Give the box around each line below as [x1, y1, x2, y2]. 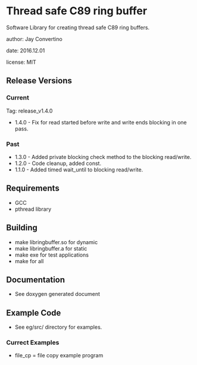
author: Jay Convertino [6, 35, 62, 42]
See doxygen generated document [14, 291, 100, 298]
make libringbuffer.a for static [14, 245, 87, 252]
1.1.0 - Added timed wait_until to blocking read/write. [14, 166, 143, 173]
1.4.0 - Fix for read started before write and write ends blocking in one [14, 118, 187, 126]
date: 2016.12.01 [6, 46, 45, 54]
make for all [14, 257, 44, 264]
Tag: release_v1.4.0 [6, 107, 53, 114]
